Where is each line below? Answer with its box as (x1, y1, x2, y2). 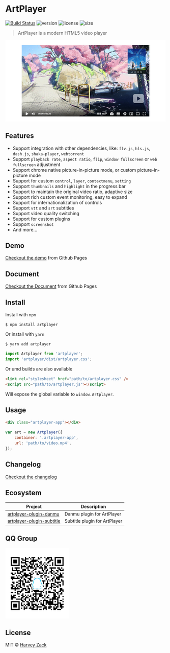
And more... (12, 226, 38, 232)
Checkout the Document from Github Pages (5, 283, 97, 289)
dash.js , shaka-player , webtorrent (12, 150, 84, 156)
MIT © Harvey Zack (5, 642, 47, 648)
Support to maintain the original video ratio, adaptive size (12, 189, 133, 195)
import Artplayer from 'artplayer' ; (5, 351, 83, 357)
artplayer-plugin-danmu (7, 511, 60, 517)
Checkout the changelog (5, 474, 57, 480)
